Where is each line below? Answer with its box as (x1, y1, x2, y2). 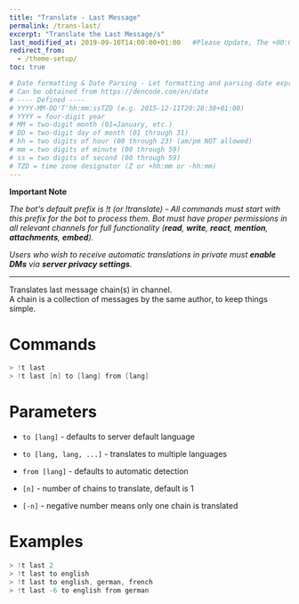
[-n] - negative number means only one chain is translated (21, 501, 238, 511)
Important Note (9, 186, 68, 197)
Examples (9, 532, 84, 552)
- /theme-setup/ (17, 54, 77, 63)
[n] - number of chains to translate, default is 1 (21, 483, 194, 494)
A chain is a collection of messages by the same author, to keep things (9, 293, 269, 304)
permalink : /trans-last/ (9, 21, 101, 30)
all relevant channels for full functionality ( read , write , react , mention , (9, 222, 269, 233)
